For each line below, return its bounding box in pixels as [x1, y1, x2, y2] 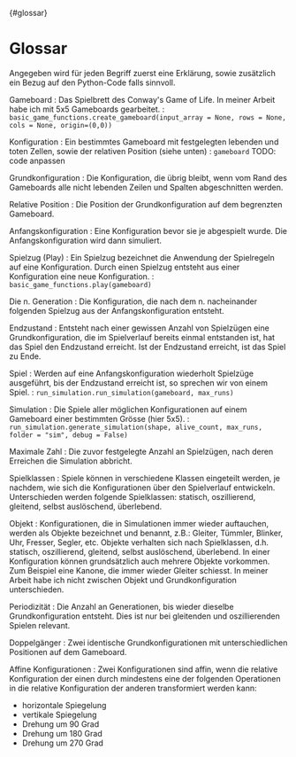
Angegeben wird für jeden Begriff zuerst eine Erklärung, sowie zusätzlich [9, 67, 276, 78]
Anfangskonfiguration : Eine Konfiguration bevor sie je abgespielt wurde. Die [9, 225, 287, 236]
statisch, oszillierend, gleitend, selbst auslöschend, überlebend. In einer [9, 546, 270, 557]
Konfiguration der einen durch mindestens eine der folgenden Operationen [9, 673, 281, 683]
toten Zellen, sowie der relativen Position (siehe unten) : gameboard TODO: [9, 145, 277, 156]
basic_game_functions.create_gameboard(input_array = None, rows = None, [9, 113, 287, 122]
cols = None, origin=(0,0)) [9, 121, 113, 129]
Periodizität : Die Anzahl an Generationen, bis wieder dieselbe [9, 601, 234, 612]
